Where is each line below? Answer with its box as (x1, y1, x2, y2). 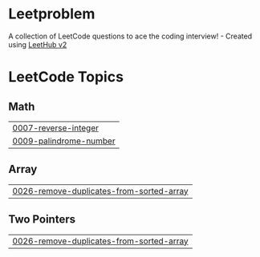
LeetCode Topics (8, 68, 124, 86)
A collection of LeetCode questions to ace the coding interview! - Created (8, 31, 253, 41)
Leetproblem (8, 5, 95, 23)
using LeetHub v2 (8, 39, 67, 49)
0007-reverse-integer (12, 122, 99, 133)
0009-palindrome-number (12, 135, 116, 147)
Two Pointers (8, 213, 76, 227)
